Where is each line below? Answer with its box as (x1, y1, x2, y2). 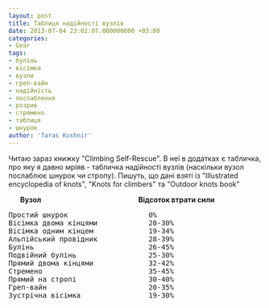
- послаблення (8, 94, 56, 102)
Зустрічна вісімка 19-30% (8, 290, 175, 300)
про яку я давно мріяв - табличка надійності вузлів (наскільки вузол (8, 162, 244, 171)
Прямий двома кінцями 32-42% (8, 258, 175, 268)
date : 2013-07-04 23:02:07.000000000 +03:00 (8, 27, 160, 35)
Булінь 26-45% (8, 242, 175, 252)
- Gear (8, 42, 31, 50)
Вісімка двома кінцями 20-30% (8, 218, 175, 228)
